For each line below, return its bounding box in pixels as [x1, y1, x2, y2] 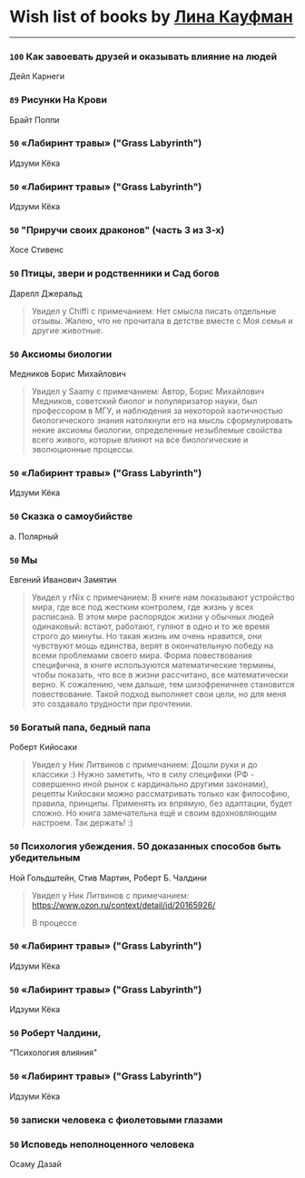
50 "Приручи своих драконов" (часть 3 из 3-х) [9, 224, 225, 237]
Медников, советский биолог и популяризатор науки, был [31, 396, 258, 407]
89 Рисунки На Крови [9, 94, 107, 107]
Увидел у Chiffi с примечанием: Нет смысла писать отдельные [31, 305, 277, 316]
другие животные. [31, 325, 103, 336]
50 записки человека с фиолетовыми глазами [9, 1113, 223, 1126]
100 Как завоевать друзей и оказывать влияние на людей [9, 50, 278, 63]
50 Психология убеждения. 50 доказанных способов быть [9, 840, 281, 853]
